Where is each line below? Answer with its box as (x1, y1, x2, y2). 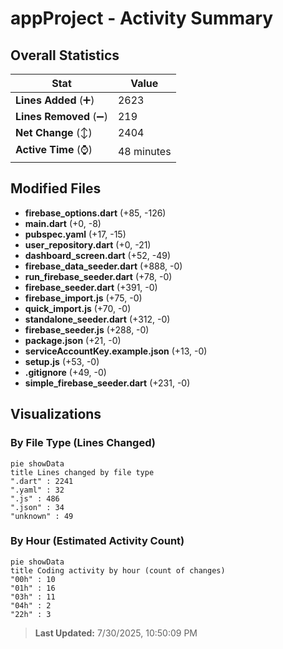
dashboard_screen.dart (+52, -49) (24, 249, 172, 261)
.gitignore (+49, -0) (24, 366, 107, 378)
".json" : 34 (10, 502, 65, 512)
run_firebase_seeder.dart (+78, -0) (24, 270, 173, 282)
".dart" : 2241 (10, 476, 74, 486)
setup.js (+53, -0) (24, 355, 100, 367)
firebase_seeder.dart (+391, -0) (24, 281, 158, 293)
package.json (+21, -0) (24, 334, 122, 346)
